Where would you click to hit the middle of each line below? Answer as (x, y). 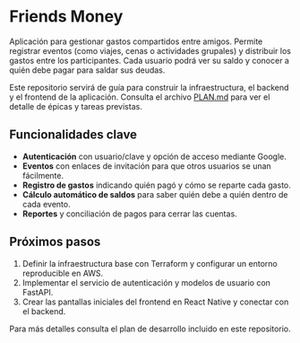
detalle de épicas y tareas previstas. (76, 106)
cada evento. (46, 204)
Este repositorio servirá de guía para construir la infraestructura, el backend (149, 87)
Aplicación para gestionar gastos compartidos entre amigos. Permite (136, 41)
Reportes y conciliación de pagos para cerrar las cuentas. (129, 214)
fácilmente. (43, 175)
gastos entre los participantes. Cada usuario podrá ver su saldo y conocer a (149, 60)
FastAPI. (38, 292)
